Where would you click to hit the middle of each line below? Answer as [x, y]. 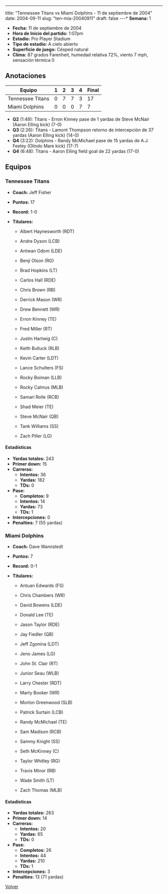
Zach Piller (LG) [36, 436]
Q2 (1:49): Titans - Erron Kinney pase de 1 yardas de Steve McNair [81, 119]
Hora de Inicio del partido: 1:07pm [48, 33]
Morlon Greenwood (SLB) [46, 702]
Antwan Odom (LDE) [41, 251]
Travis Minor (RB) [38, 771]
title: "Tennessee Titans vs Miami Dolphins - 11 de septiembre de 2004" [79, 13]
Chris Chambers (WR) [42, 595]
